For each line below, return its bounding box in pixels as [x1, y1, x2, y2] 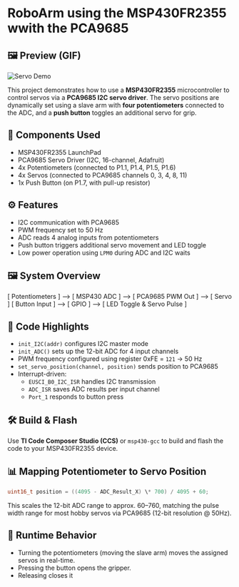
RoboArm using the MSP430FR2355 [7, 5, 227, 21]
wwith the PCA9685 [7, 20, 129, 36]
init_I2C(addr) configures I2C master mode [17, 340, 148, 348]
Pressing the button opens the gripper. [17, 563, 132, 572]
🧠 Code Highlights [7, 320, 89, 332]
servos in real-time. [17, 556, 76, 564]
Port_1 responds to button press [28, 392, 124, 401]
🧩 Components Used [7, 129, 101, 141]
